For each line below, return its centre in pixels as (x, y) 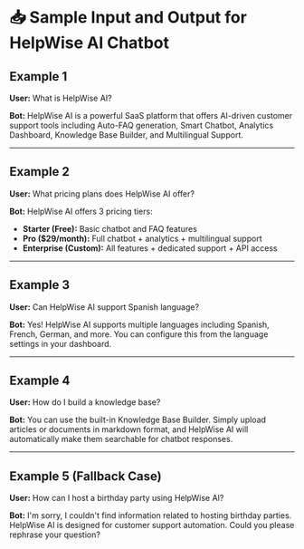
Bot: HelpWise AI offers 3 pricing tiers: (81, 211)
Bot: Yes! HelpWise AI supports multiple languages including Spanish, (139, 324)
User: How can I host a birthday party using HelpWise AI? (117, 498)
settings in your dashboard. (61, 343)
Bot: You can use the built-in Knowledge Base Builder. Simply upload (138, 420)
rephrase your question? (55, 535)
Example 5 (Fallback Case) (85, 476)
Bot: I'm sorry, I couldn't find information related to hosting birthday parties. (151, 515)
